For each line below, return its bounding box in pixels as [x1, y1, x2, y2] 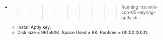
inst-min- [139, 4, 159, 10]
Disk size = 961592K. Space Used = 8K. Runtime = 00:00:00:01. [17, 30, 148, 35]
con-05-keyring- [121, 9, 156, 15]
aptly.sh [121, 15, 138, 20]
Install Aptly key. [17, 24, 51, 30]
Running [121, 4, 139, 10]
